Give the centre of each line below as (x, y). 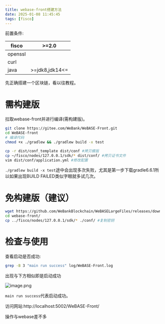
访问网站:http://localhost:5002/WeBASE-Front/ (52, 306)
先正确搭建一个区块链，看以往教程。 (42, 83)
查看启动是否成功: (23, 256)
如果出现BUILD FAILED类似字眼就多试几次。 (54, 176)
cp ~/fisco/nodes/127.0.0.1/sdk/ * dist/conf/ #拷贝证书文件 (66, 155)
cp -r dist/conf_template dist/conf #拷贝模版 (52, 151)
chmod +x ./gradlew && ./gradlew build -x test (55, 142)
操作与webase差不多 (26, 316)
